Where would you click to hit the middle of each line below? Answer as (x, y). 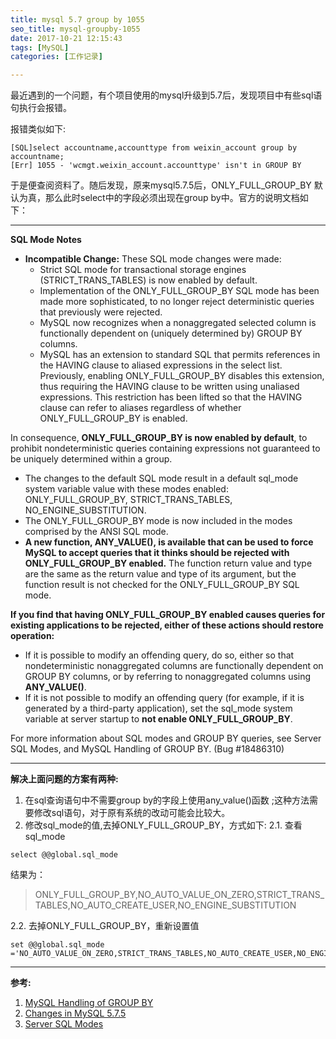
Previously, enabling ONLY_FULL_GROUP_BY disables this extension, (182, 376)
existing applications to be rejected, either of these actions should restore (167, 625)
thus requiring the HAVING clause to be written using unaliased (169, 387)
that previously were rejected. (101, 312)
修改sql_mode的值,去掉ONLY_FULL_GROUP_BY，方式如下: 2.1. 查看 (163, 825)
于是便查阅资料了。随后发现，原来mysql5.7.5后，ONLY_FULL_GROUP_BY (161, 185)
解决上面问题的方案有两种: (64, 779)
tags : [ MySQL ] (40, 47)
